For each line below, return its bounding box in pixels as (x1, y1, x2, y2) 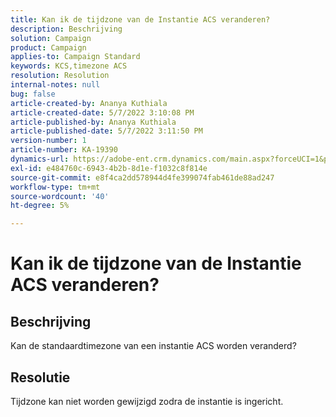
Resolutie (10, 369, 71, 386)
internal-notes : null (10, 80, 101, 90)
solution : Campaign (10, 33, 92, 43)
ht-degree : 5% (10, 201, 70, 211)
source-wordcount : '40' (10, 191, 110, 201)
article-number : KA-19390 (10, 145, 118, 155)
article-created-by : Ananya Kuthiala (10, 98, 168, 108)
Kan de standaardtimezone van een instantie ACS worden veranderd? (10, 340, 297, 352)
